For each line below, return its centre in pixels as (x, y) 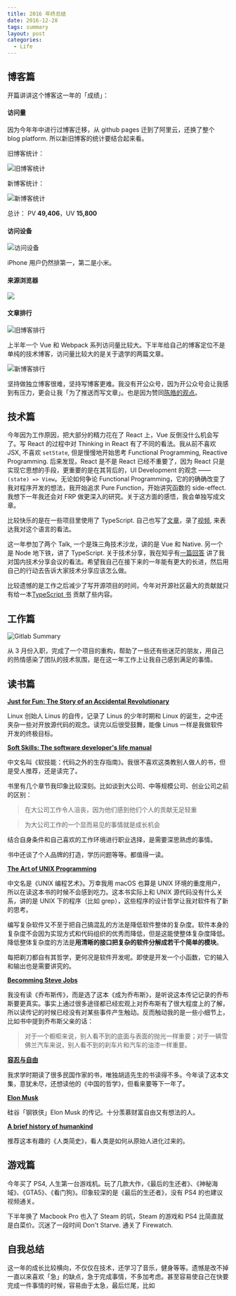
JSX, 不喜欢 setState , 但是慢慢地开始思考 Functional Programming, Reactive (118, 452)
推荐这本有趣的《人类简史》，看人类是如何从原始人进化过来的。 (98, 1141)
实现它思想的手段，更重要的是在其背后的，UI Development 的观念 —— (109, 470)
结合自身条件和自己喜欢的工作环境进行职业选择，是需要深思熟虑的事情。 (112, 840)
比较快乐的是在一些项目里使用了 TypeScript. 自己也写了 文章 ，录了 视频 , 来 (113, 520)
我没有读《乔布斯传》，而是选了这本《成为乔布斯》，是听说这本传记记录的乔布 (118, 995)
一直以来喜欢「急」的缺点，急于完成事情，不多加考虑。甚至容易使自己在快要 (118, 1276)
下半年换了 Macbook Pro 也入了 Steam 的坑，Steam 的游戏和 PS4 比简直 (112, 1216)
